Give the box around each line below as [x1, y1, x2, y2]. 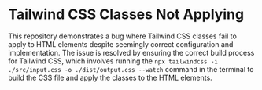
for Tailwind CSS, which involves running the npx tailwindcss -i [8, 56, 219, 66]
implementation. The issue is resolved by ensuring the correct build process [8, 48, 255, 57]
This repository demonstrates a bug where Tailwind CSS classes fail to [8, 31, 238, 41]
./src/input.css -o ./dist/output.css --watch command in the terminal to [8, 64, 254, 74]
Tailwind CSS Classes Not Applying [8, 5, 245, 23]
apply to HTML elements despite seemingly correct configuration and [8, 39, 234, 49]
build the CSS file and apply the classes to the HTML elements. [8, 73, 212, 82]
